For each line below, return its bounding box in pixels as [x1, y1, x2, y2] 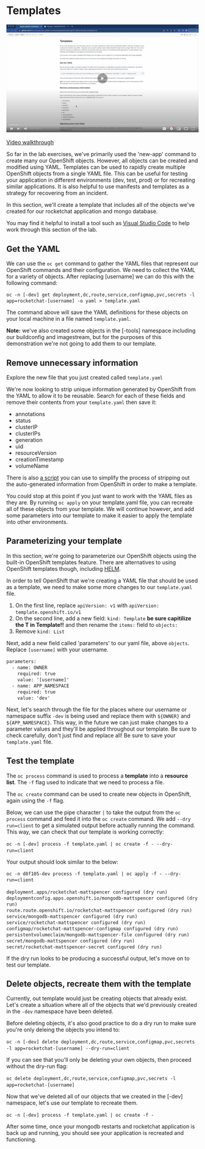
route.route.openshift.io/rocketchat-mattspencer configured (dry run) [6, 907, 192, 914]
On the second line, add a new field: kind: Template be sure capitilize [15, 614, 192, 622]
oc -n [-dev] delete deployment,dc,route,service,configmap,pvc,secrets [6, 1039, 195, 1045]
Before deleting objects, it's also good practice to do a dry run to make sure [6, 1020, 196, 1027]
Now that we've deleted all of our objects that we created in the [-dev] [6, 1093, 183, 1100]
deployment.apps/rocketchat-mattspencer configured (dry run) [6, 889, 168, 895]
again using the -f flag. [6, 796, 65, 804]
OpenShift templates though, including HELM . [6, 565, 121, 572]
